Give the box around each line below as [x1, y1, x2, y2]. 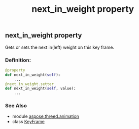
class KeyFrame [12, 119, 45, 125]
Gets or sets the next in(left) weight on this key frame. [5, 44, 114, 50]
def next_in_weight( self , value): [5, 86, 76, 91]
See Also [5, 102, 27, 109]
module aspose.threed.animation [12, 113, 79, 119]
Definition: [5, 57, 31, 64]
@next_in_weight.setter [5, 81, 54, 87]
